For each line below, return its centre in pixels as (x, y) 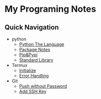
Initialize (28, 70)
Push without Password (43, 86)
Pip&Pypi (28, 55)
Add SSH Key (33, 91)
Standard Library (36, 60)
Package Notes (34, 49)
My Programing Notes (50, 9)
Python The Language (42, 44)
